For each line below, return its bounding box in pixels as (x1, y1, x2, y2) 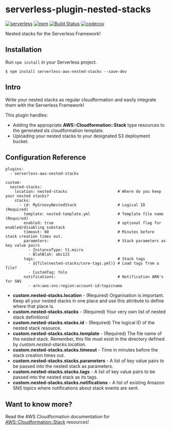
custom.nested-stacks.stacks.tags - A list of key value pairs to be (12, 368, 155, 375)
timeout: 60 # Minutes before (24, 229, 155, 234)
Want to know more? (5, 400, 73, 408)
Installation (5, 45, 42, 54)
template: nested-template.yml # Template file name (24, 211, 164, 217)
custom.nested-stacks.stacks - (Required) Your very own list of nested (12, 309, 166, 315)
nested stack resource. (12, 325, 61, 331)
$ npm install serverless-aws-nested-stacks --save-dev (5, 69, 127, 74)
